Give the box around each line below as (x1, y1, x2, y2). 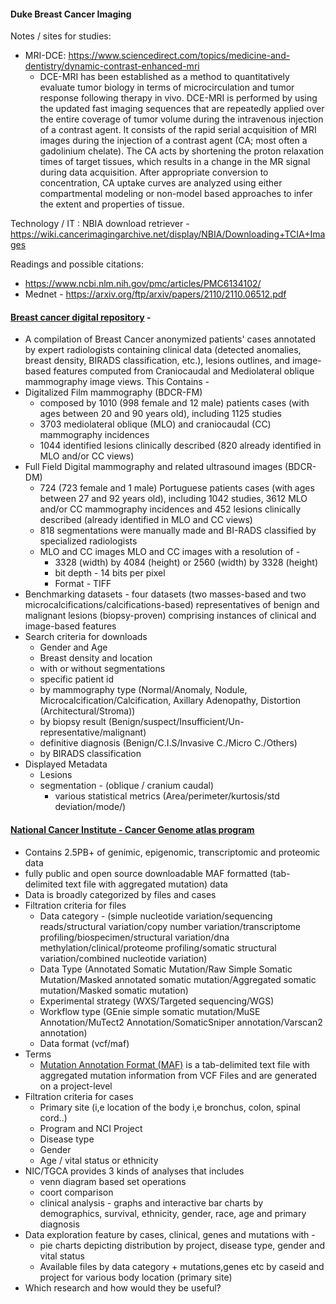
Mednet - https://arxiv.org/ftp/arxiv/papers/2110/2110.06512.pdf (24, 288, 287, 300)
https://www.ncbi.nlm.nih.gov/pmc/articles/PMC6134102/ (24, 278, 262, 290)
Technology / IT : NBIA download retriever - (10, 218, 190, 230)
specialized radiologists (39, 535, 138, 547)
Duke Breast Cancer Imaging (10, 8, 132, 20)
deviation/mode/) (54, 801, 127, 813)
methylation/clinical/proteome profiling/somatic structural (39, 941, 277, 954)
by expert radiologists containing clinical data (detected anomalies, (24, 344, 302, 356)
